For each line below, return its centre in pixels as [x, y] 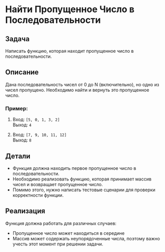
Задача [17, 39]
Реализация [25, 211]
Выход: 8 [22, 140]
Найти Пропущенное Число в [70, 9]
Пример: [17, 109]
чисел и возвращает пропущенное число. [58, 184]
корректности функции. [38, 195]
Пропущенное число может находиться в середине [68, 233]
